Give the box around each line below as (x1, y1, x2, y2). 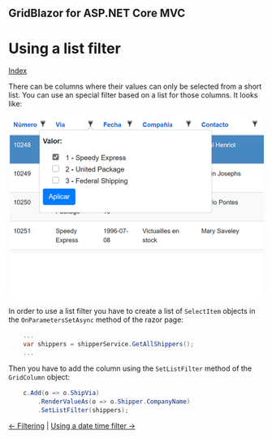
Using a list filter (8, 39, 122, 58)
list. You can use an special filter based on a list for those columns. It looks (8, 90, 258, 100)
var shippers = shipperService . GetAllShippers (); (23, 341, 195, 349)
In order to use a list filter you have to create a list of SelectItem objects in (8, 306, 256, 316)
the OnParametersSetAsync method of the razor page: (8, 315, 184, 324)
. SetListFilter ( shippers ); (37, 406, 129, 414)
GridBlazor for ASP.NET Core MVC (8, 7, 186, 20)
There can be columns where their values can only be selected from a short (8, 81, 262, 92)
